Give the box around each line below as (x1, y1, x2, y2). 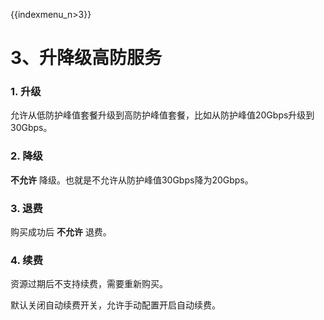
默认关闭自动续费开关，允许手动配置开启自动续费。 (10, 299, 221, 311)
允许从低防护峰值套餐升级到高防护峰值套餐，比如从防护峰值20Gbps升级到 (10, 109, 315, 121)
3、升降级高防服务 (10, 47, 163, 69)
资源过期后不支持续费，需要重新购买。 (10, 278, 168, 290)
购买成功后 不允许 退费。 (10, 226, 112, 238)
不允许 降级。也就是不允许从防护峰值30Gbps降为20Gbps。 (10, 174, 254, 186)
